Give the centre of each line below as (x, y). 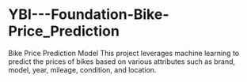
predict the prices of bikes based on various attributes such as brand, (122, 61)
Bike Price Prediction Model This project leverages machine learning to (124, 53)
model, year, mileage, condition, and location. (82, 69)
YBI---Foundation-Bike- (89, 15)
